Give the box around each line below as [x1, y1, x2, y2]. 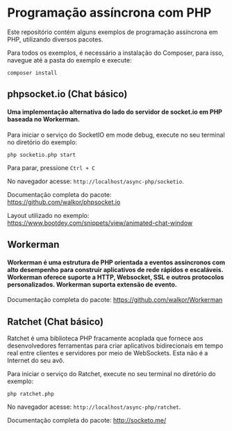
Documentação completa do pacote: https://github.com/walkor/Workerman [7, 296, 223, 304]
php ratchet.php [7, 390, 54, 397]
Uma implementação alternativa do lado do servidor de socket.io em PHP [7, 108, 222, 116]
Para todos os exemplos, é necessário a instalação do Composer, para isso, [7, 49, 224, 57]
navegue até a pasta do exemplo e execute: [7, 56, 132, 64]
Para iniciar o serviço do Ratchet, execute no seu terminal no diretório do [7, 369, 216, 378]
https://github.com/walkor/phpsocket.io [7, 198, 121, 206]
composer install [7, 69, 58, 76]
